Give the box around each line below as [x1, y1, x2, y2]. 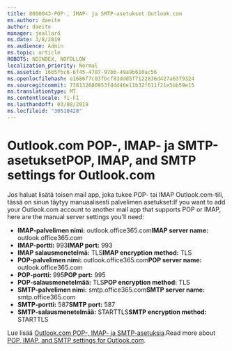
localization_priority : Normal [7, 62, 98, 69]
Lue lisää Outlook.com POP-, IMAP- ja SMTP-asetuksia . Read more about [7, 329, 216, 337]
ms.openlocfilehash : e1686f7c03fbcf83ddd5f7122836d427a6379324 [7, 75, 195, 82]
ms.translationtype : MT [7, 88, 77, 95]
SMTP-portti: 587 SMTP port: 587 [17, 300, 116, 308]
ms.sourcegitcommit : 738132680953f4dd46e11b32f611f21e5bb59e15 [7, 82, 195, 89]
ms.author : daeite [7, 17, 61, 24]
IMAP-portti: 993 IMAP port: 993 [17, 241, 113, 249]
